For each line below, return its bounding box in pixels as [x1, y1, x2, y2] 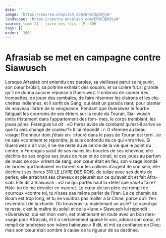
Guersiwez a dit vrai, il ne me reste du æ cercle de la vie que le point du [5, 142, 151, 148]
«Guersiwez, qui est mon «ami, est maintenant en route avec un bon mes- [5, 211, 156, 217]
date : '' [5, 7, 23, 12]
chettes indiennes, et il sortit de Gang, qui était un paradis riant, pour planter [5, 100, 161, 106]
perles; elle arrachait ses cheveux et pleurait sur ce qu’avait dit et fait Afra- [5, 174, 158, 180]
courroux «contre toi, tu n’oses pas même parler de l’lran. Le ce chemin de [5, 190, 158, 196]
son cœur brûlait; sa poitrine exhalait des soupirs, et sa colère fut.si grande [5, 84, 159, 90]
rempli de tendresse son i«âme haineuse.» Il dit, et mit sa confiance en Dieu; [5, 222, 161, 228]
